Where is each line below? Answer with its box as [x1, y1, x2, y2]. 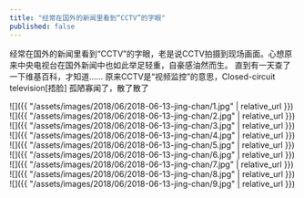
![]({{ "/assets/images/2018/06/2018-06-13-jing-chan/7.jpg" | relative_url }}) [9, 159, 294, 170]
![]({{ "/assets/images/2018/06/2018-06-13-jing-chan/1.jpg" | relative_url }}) [9, 100, 294, 111]
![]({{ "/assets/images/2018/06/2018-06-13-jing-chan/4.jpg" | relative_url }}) [9, 130, 296, 141]
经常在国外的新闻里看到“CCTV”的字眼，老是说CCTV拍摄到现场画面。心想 [9, 47, 285, 59]
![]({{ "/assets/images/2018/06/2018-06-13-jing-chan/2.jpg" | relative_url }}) [9, 110, 296, 121]
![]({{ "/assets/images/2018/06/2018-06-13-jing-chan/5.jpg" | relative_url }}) [9, 139, 296, 151]
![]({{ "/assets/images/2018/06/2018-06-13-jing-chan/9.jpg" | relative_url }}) [9, 178, 296, 189]
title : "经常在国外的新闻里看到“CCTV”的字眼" [9, 13, 166, 23]
